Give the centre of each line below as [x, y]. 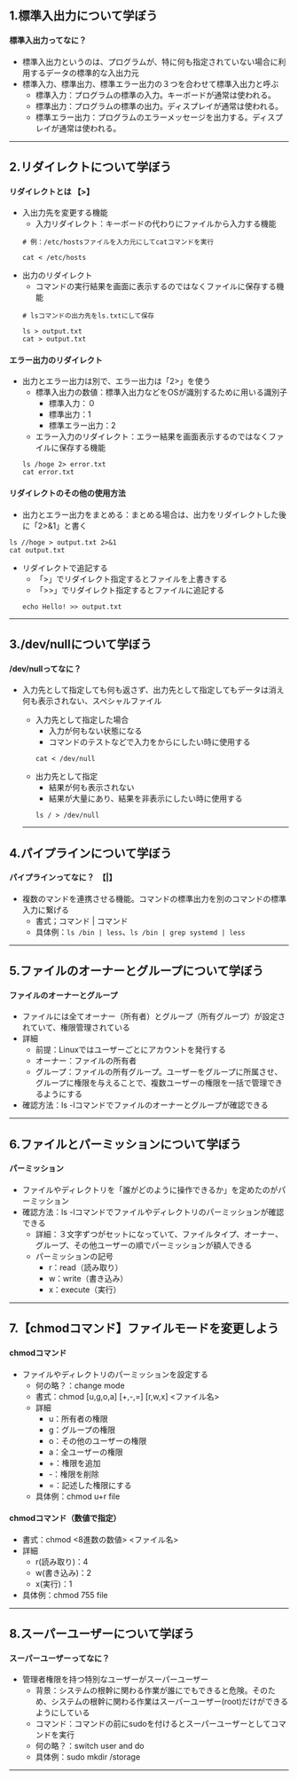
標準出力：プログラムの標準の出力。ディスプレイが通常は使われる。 [159, 106]
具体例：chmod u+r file [78, 1496]
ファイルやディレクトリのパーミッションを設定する [115, 1374]
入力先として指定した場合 [82, 720]
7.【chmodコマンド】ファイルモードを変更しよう [144, 1329]
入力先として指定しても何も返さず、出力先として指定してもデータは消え [153, 690]
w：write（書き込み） [88, 1278]
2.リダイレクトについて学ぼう [90, 167]
